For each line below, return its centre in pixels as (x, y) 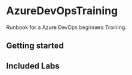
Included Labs (33, 66)
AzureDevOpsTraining (62, 11)
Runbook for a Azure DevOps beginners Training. (66, 27)
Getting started (35, 46)
